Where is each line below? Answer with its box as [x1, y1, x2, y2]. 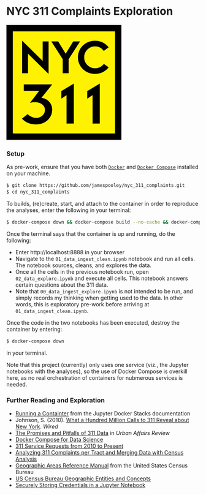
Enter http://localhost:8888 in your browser [15, 248, 124, 255]
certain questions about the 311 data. [15, 281, 109, 289]
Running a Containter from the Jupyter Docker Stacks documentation [15, 410, 191, 417]
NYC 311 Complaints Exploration [6, 4, 174, 18]
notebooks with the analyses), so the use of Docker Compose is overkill [6, 368, 188, 375]
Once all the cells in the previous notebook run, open [15, 268, 149, 275]
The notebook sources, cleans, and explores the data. [15, 262, 152, 269]
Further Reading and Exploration [6, 396, 105, 404]
